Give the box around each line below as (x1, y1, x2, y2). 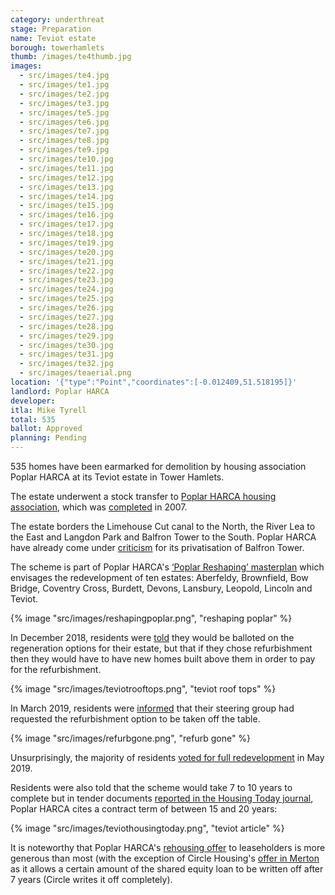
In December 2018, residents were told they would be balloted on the (10, 632, 295, 643)
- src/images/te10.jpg (19, 154, 114, 164)
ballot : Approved (10, 424, 83, 434)
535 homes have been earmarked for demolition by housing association (10, 461, 307, 472)
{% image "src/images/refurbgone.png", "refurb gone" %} (10, 732, 252, 744)
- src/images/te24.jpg (19, 284, 114, 295)
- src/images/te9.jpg (19, 145, 110, 155)
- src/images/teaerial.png (19, 368, 132, 378)
